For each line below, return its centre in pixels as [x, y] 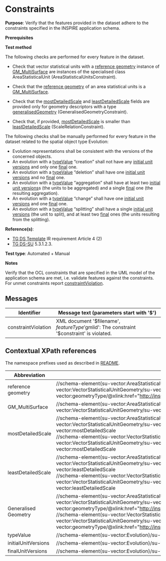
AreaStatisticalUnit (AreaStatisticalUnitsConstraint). [64, 77]
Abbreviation [30, 375]
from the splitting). [31, 219]
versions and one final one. [40, 203]
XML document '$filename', [88, 321]
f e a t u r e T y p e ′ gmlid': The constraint [96, 327]
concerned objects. [32, 156]
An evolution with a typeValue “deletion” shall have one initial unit [79, 172]
